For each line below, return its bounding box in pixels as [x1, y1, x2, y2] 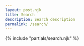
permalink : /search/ [5, 21, 49, 27]
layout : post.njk [5, 7, 42, 13]
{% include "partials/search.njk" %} [5, 35, 79, 41]
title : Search [5, 12, 35, 17]
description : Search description [5, 17, 75, 22]
